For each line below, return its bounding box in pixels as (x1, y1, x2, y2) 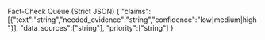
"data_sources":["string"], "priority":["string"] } (20, 24, 174, 32)
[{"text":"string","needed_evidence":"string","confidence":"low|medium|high (7, 15, 257, 24)
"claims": (121, 7, 152, 16)
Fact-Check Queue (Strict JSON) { (7, 7, 120, 16)
